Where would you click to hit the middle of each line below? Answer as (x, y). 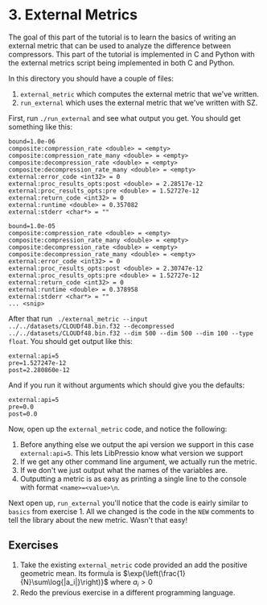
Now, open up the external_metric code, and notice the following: (118, 429)
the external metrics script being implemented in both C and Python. (121, 63)
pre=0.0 (21, 407)
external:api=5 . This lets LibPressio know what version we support (131, 453)
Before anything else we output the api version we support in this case (137, 444)
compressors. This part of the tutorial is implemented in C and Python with (131, 54)
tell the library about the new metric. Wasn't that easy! (98, 520)
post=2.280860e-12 (39, 370)
